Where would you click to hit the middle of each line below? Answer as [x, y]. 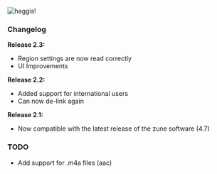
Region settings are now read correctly [75, 59]
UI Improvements [43, 66]
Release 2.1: [26, 115]
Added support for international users [73, 94]
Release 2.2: [26, 80]
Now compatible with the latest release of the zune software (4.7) [113, 129]
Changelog [27, 29]
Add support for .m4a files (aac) [65, 163]
